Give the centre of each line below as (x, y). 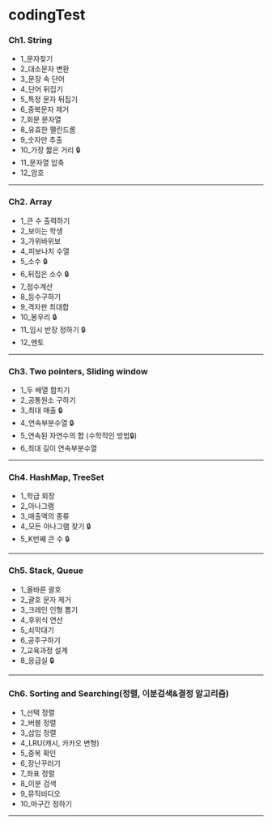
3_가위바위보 (40, 241)
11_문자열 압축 (42, 163)
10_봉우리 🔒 (38, 317)
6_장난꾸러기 (40, 763)
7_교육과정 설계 (44, 650)
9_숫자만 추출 (41, 140)
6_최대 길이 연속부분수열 (58, 448)
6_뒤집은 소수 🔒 (45, 274)
